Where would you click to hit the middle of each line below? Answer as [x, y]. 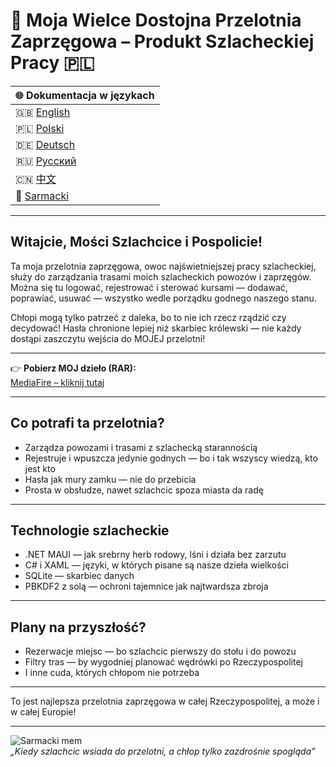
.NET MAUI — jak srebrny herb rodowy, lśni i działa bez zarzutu [155, 555]
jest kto [40, 468]
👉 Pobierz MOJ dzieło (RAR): [73, 368]
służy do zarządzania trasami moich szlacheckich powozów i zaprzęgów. [161, 276]
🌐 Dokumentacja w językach [85, 95]
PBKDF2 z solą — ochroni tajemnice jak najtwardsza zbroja [146, 586]
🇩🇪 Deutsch [45, 144]
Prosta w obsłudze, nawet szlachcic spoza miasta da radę [144, 490]
